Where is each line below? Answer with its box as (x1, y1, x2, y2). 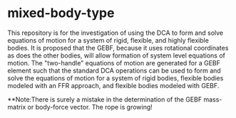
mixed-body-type (7, 5, 115, 21)
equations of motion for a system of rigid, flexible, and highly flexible (7, 36, 209, 44)
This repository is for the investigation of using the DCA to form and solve (7, 28, 224, 37)
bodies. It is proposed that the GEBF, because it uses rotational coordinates (7, 43, 229, 52)
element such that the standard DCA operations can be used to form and (7, 66, 221, 75)
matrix (7, 102, 26, 111)
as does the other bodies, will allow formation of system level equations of (7, 51, 226, 60)
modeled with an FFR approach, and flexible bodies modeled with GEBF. (7, 81, 220, 90)
